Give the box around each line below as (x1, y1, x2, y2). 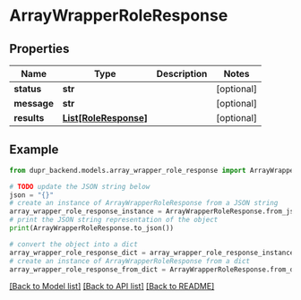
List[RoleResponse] (62, 112, 148, 124)
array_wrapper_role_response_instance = (9, 207, 163, 216)
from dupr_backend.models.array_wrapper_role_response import (9, 166, 246, 175)
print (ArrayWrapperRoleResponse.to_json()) (9, 224, 175, 233)
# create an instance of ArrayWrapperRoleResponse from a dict (9, 256, 251, 265)
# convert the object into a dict (9, 239, 139, 249)
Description (156, 68, 208, 80)
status (13, 82, 42, 95)
